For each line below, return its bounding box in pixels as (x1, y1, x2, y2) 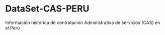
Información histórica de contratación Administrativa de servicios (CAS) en (5, 19, 160, 25)
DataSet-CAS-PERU (5, 3, 90, 14)
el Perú (5, 24, 20, 30)
